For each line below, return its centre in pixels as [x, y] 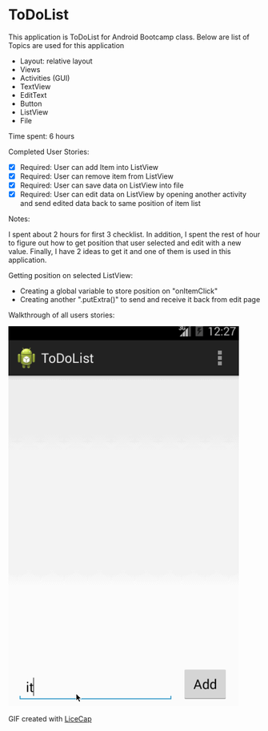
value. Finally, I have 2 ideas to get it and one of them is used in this [120, 252]
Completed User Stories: [49, 151]
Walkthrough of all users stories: [62, 315]
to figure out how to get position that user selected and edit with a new [125, 243]
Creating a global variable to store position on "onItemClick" [119, 291]
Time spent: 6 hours [41, 136]
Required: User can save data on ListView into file [102, 185]
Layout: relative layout [56, 61]
